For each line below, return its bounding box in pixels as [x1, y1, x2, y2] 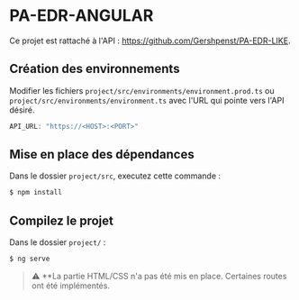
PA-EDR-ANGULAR [9, 5, 154, 26]
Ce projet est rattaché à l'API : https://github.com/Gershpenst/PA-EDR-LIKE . [9, 35, 291, 46]
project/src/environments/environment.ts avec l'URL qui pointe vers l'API [9, 95, 285, 105]
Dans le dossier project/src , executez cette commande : [9, 170, 222, 181]
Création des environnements [9, 61, 180, 77]
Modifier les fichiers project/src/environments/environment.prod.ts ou [9, 85, 275, 95]
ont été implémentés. [31, 280, 111, 291]
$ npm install [9, 188, 63, 197]
